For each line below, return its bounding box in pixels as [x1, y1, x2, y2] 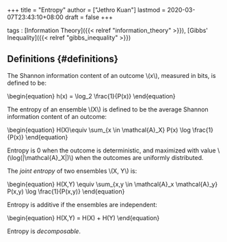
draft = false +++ [64, 13, 113, 21]
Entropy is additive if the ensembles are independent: [7, 200, 157, 209]
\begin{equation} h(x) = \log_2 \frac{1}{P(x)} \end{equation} [7, 92, 176, 100]
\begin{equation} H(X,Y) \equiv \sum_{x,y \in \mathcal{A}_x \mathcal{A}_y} [7, 180, 218, 188]
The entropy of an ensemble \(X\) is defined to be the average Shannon [7, 105, 209, 113]
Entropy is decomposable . [7, 227, 81, 235]
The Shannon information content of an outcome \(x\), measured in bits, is [7, 71, 217, 79]
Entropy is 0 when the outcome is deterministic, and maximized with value [7, 146, 217, 154]
